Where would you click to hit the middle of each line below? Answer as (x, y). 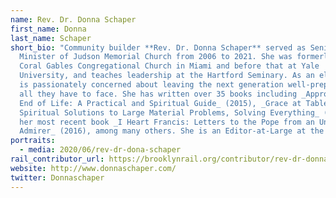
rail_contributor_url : (57, 159)
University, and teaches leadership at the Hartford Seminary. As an (167, 76)
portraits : (33, 141)
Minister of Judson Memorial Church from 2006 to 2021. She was (156, 57)
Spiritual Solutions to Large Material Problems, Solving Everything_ (169, 112)
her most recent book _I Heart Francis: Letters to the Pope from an (167, 122)
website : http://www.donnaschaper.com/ (93, 168)
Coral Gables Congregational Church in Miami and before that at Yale (169, 66)
